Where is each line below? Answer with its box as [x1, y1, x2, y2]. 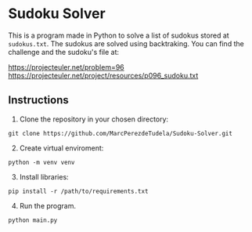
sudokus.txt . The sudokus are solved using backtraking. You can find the [8, 38, 244, 48]
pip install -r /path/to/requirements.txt [8, 187, 149, 195]
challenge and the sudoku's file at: [8, 47, 120, 56]
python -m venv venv [8, 158, 76, 166]
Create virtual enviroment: [19, 143, 104, 153]
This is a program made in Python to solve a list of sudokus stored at [8, 31, 229, 40]
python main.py [8, 216, 58, 224]
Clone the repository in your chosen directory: [19, 114, 169, 124]
